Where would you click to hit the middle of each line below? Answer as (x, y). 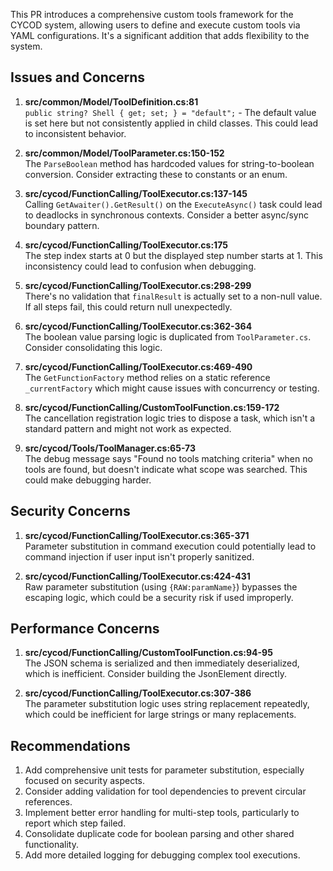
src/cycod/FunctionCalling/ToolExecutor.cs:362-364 (138, 326)
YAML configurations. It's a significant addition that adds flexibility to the (160, 35)
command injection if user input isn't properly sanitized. (139, 556)
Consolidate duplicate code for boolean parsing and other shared (159, 834)
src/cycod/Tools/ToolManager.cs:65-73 (110, 448)
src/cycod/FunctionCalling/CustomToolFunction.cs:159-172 (152, 407)
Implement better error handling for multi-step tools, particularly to (162, 813)
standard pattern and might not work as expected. (128, 428)
